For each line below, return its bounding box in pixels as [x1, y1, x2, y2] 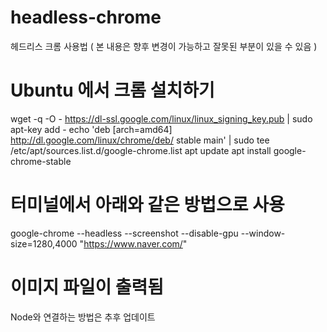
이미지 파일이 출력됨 [10, 276, 165, 298]
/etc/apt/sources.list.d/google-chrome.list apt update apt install [10, 144, 272, 156]
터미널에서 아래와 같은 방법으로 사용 [10, 194, 285, 216]
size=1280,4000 [10, 237, 78, 250]
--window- [240, 227, 286, 239]
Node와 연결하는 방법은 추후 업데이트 [10, 311, 156, 323]
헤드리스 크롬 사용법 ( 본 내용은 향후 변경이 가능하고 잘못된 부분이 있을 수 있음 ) [10, 40, 318, 52]
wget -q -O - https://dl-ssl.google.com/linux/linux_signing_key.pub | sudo [10, 112, 313, 125]
